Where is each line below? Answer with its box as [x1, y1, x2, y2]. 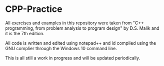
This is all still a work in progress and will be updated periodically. [5, 55, 140, 61]
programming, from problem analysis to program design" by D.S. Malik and [5, 25, 159, 31]
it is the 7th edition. [5, 30, 45, 36]
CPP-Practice [5, 3, 62, 15]
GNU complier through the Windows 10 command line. [5, 45, 117, 51]
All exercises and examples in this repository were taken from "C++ [5, 20, 144, 26]
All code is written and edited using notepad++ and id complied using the [5, 40, 156, 46]
